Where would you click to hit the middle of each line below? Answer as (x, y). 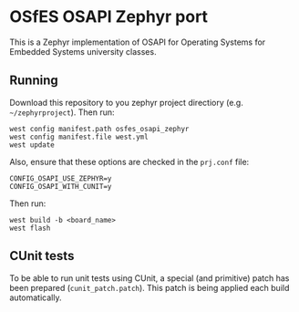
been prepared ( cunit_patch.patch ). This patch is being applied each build (149, 287)
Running (34, 81)
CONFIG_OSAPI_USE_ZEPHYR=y (61, 178)
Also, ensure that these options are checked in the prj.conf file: (129, 161)
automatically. (36, 297)
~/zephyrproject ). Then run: (62, 112)
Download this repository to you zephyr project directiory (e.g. (126, 102)
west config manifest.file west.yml (79, 137)
